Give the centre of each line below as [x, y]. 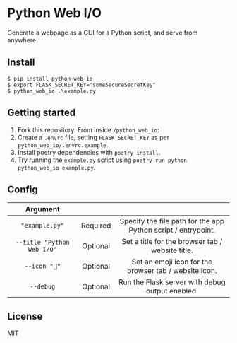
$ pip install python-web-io [50, 79]
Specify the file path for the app [172, 221]
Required [96, 226]
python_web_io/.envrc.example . [63, 145]
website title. [172, 250]
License [25, 316]
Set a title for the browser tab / [172, 242]
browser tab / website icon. [172, 271]
